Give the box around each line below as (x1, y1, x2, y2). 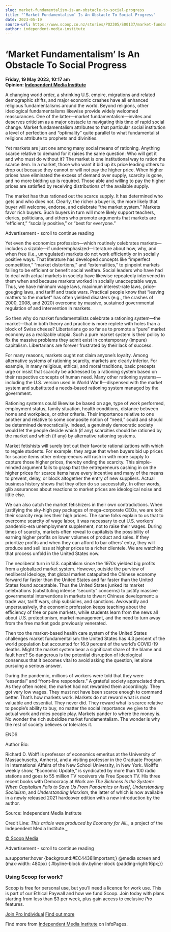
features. (5, 901, 24, 907)
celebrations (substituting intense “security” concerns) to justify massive (5, 588, 158, 594)
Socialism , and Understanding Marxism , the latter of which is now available (5, 789, 164, 795)
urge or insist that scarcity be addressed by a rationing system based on (5, 369, 157, 375)
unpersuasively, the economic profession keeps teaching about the (5, 604, 147, 610)
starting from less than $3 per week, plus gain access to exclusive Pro (5, 896, 153, 902)
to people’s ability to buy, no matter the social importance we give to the (5, 705, 156, 712)
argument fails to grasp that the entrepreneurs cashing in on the (22, 464, 157, 471)
